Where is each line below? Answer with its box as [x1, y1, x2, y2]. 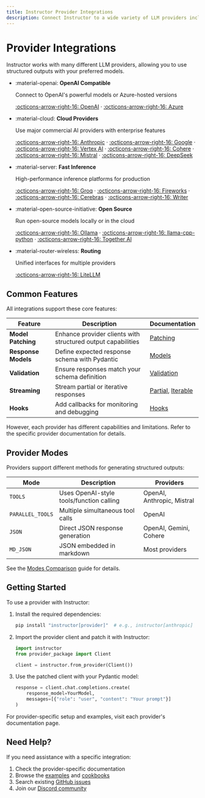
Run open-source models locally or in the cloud [15, 218, 135, 225]
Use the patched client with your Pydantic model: [15, 673, 139, 680]
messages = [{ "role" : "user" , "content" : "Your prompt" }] [26, 696, 171, 703]
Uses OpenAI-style [59, 489, 115, 497]
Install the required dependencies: [15, 610, 102, 618]
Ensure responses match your [54, 365, 141, 373]
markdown [59, 549, 90, 558]
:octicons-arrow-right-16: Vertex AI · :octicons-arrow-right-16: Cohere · [15, 145, 195, 153]
